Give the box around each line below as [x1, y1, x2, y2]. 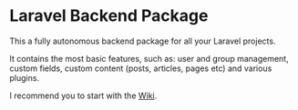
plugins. [9, 72, 39, 83]
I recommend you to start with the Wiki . [9, 90, 158, 101]
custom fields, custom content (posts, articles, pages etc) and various [9, 63, 272, 74]
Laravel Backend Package [9, 5, 209, 26]
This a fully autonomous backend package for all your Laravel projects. [9, 35, 276, 46]
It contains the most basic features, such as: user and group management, [9, 53, 289, 64]
